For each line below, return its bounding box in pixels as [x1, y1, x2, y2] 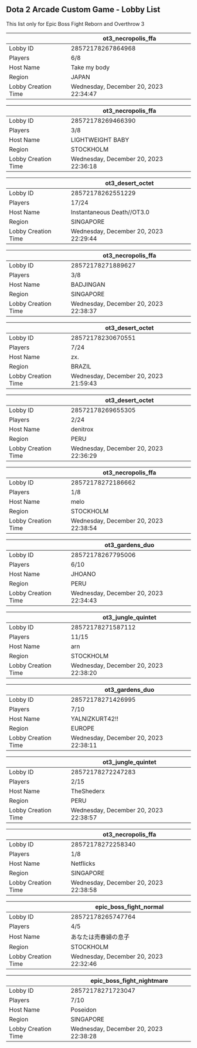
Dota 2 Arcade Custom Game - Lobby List [6, 5, 161, 15]
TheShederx [70, 787, 106, 795]
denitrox [70, 425, 94, 433]
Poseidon [70, 1005, 97, 1013]
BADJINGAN [70, 280, 106, 289]
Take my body [70, 63, 110, 71]
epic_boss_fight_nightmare [90, 976, 168, 985]
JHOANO [70, 570, 96, 578]
